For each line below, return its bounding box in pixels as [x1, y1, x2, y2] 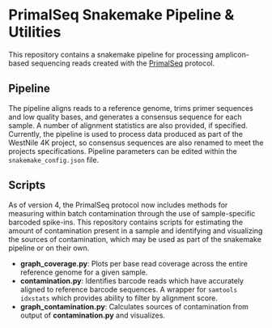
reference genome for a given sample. [19, 267, 148, 277]
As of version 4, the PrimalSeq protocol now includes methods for [8, 200, 228, 210]
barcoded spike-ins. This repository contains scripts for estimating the [8, 217, 244, 227]
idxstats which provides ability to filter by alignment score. [19, 293, 219, 303]
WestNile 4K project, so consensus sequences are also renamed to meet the [8, 138, 264, 147]
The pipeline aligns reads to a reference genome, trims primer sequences [8, 103, 253, 113]
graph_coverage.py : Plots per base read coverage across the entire [19, 258, 249, 268]
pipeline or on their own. [8, 243, 90, 253]
